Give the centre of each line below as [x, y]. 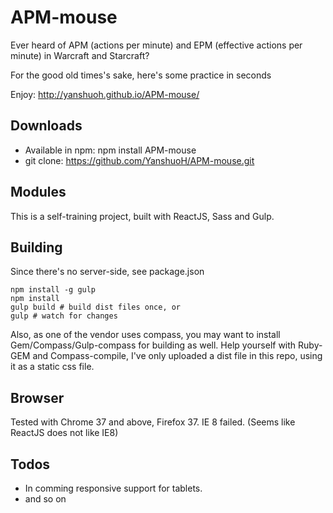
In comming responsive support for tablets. [113, 488]
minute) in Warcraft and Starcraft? [80, 55]
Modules [38, 192]
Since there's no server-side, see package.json [107, 272]
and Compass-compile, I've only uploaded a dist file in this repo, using [177, 356]
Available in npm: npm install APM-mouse [110, 150]
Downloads [46, 126]
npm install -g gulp [53, 290]
